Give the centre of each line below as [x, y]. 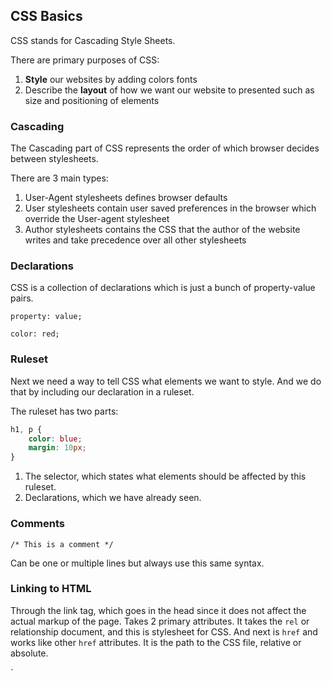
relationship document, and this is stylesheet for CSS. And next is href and [164, 631]
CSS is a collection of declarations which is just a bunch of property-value [163, 288]
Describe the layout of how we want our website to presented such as [169, 90]
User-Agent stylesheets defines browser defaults [126, 198]
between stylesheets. [54, 159]
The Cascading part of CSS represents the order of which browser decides [165, 148]
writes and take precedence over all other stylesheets [135, 240]
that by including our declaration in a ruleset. [102, 391]
